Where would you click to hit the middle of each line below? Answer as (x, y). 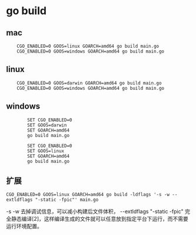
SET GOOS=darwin (47, 125)
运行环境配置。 (24, 226)
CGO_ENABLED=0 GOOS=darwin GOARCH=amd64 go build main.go (89, 83)
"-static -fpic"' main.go (67, 200)
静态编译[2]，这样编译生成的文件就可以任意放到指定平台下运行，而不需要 (99, 219)
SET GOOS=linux (46, 151)
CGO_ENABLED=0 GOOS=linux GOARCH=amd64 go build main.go (88, 46)
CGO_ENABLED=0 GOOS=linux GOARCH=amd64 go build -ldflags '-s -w (88, 195)
